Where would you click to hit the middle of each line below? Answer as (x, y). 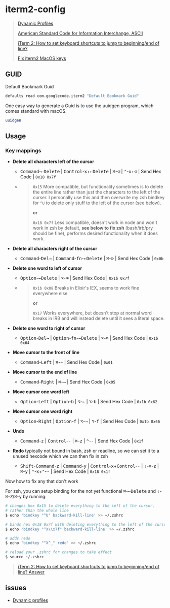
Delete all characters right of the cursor (55, 249)
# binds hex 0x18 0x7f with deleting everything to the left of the (79, 524)
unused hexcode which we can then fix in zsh (60, 456)
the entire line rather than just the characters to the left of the (96, 192)
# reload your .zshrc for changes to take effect (59, 552)
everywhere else (50, 294)
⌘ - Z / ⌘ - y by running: (26, 497)
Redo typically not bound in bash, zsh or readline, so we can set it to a (86, 451)
